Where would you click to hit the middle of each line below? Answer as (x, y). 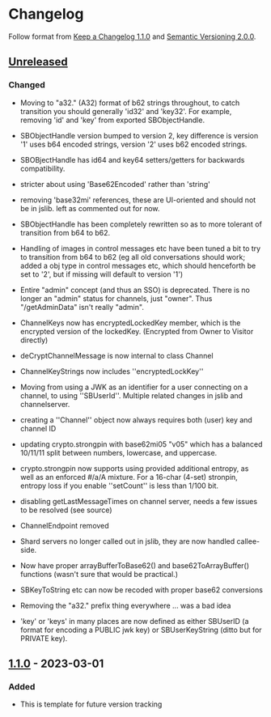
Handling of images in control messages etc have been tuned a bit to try (140, 248)
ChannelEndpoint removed (64, 525)
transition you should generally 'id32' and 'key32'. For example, (126, 111)
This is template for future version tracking (91, 704)
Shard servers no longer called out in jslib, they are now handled (127, 541)
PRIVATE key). (44, 638)
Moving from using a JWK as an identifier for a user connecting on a (134, 387)
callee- (248, 541)
